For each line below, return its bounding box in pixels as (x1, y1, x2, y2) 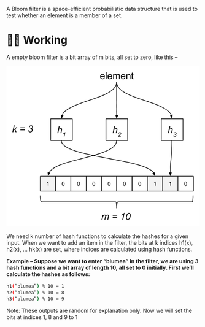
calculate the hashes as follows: (6, 270, 90, 278)
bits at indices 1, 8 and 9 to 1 (6, 314, 78, 321)
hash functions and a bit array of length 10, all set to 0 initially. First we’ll (6, 264, 195, 271)
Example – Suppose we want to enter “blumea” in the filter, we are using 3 (6, 257, 199, 264)
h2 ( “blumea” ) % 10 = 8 (6, 290, 64, 296)
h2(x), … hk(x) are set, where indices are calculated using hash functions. (6, 245, 193, 253)
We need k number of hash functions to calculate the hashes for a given (6, 233, 189, 240)
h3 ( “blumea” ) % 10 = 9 (6, 296, 64, 302)
